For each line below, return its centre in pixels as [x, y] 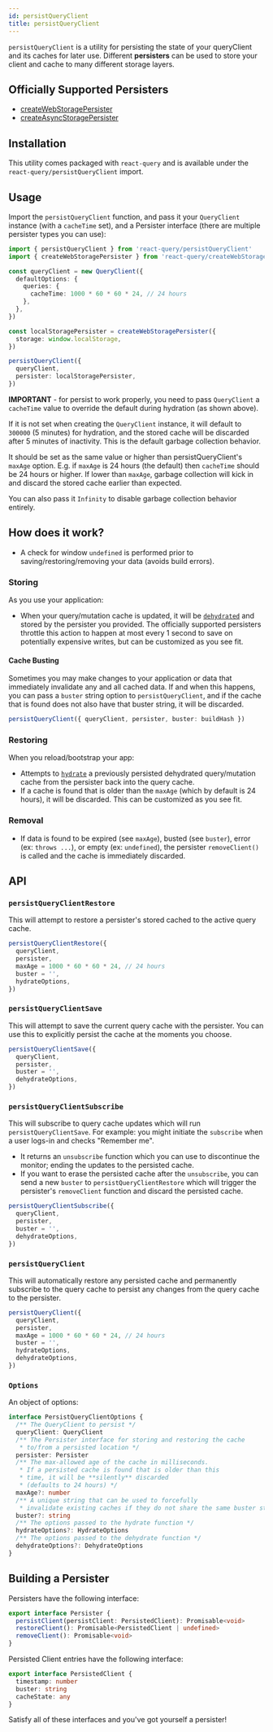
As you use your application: [56, 600]
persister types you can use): [57, 234]
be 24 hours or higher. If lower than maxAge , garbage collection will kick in [131, 474]
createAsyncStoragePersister [69, 118]
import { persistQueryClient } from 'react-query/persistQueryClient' [130, 249]
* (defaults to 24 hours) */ [68, 1485]
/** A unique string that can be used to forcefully [107, 1500]
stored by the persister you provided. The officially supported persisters [141, 624]
